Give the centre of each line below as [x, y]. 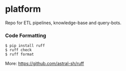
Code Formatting [26, 35]
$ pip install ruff [25, 46]
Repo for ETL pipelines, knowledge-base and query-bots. [63, 23]
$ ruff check [18, 50]
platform [23, 9]
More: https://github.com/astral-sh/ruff [45, 64]
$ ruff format [20, 54]
